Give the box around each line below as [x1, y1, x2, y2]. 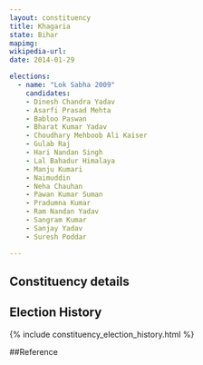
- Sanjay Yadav [25, 223, 83, 232]
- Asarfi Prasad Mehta [25, 105, 111, 114]
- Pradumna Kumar [25, 199, 92, 208]
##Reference [9, 346, 59, 357]
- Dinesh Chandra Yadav [25, 97, 116, 106]
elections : [9, 72, 51, 82]
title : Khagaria [9, 22, 71, 31]
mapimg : [9, 38, 39, 48]
